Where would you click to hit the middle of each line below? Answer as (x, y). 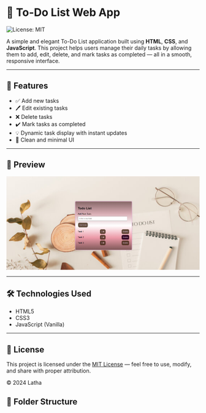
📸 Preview (26, 165)
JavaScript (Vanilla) (40, 325)
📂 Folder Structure (42, 402)
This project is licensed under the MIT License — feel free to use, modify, (99, 365)
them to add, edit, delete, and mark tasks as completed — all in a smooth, (99, 54)
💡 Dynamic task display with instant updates (71, 133)
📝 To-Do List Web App (63, 13)
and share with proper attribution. (49, 371)
